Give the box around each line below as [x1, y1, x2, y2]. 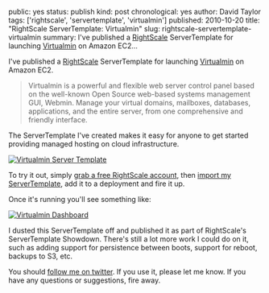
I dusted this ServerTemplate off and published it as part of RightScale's [8, 225, 247, 235]
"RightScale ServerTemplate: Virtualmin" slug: [8, 24, 161, 33]
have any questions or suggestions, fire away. [8, 275, 161, 285]
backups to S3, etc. [8, 251, 73, 261]
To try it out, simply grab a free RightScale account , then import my [8, 171, 232, 180]
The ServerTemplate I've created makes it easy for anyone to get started [8, 130, 249, 140]
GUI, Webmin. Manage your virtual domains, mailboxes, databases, [27, 98, 251, 107]
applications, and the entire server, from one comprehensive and [27, 106, 243, 116]
